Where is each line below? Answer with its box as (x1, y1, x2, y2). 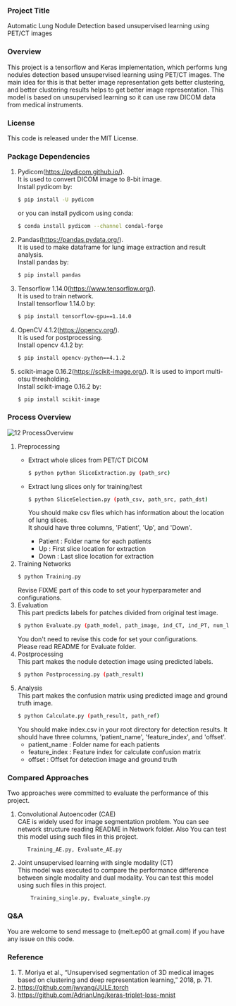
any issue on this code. (7, 934, 75, 943)
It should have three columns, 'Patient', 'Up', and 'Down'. (27, 523, 192, 532)
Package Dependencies (7, 151, 90, 161)
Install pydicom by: (17, 183, 73, 191)
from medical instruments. (7, 100, 84, 109)
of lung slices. (27, 516, 69, 524)
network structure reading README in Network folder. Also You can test (17, 825, 227, 834)
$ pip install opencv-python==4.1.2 (17, 354, 125, 361)
